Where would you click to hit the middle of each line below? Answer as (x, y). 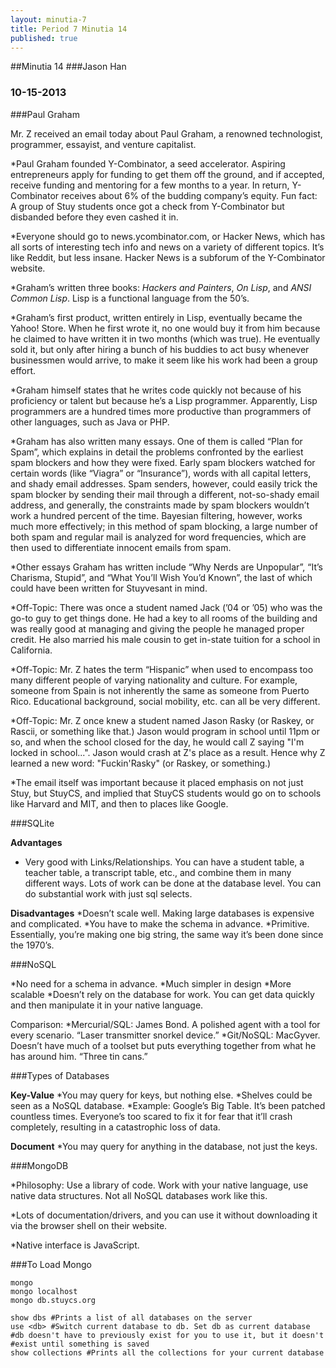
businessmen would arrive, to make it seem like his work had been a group (164, 360)
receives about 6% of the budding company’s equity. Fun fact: (189, 195)
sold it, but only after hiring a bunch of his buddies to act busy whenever (160, 349)
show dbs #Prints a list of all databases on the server (131, 1317)
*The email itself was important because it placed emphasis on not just (157, 782)
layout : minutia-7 (48, 19)
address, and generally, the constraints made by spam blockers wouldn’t (160, 505)
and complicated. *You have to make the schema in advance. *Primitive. (160, 923)
